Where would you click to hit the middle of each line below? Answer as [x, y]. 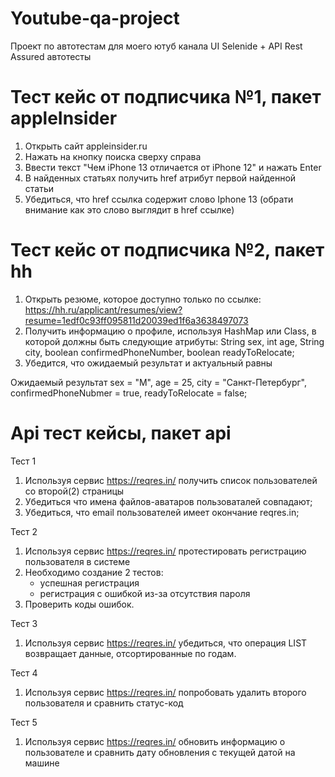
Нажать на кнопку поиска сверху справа [113, 156]
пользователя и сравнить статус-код [104, 703]
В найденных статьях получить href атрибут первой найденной [160, 178]
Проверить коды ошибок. [79, 604]
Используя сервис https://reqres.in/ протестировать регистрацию [165, 551]
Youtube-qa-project [95, 18]
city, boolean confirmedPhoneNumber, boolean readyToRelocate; [159, 352]
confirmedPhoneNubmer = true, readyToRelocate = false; [129, 393]
